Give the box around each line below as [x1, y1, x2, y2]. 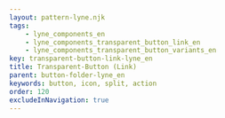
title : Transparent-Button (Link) [9, 63, 138, 72]
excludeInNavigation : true [9, 95, 109, 105]
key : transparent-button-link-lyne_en [9, 54, 153, 63]
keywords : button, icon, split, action [9, 79, 157, 88]
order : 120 [9, 87, 50, 96]
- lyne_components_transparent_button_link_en [25, 37, 201, 47]
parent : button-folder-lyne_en [9, 71, 125, 80]
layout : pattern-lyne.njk [9, 12, 105, 22]
